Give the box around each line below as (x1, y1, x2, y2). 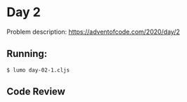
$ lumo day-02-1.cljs (6, 66, 70, 74)
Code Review (6, 86, 66, 98)
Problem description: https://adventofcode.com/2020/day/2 (6, 27, 181, 36)
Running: (6, 48, 48, 60)
